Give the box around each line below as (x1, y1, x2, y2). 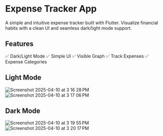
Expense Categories (5, 58, 47, 64)
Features (5, 40, 34, 48)
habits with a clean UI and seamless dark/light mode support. (5, 25, 132, 31)
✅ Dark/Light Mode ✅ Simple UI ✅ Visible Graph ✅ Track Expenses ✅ (5, 53, 149, 59)
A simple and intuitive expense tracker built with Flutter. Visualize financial (5, 20, 158, 26)
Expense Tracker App (5, 3, 97, 15)
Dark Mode (5, 106, 41, 115)
